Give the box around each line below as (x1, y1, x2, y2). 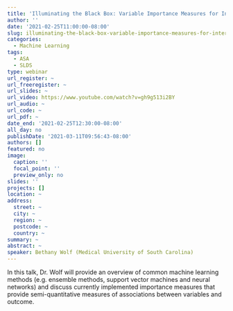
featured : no (7, 146, 45, 153)
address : (7, 197, 33, 205)
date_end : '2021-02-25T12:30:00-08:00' (7, 119, 123, 127)
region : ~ (13, 217, 42, 224)
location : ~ (7, 191, 42, 198)
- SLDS (13, 62, 33, 69)
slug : (7, 29, 23, 37)
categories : (7, 36, 42, 43)
